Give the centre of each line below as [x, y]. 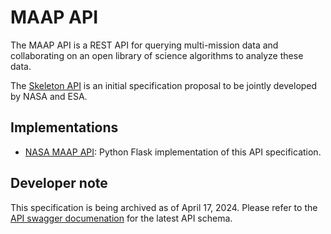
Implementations [64, 127]
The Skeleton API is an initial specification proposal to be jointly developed [164, 85]
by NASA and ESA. [49, 96]
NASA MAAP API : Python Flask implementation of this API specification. [173, 152]
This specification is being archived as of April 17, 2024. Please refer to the [164, 207]
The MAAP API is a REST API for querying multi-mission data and [144, 45]
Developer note [59, 183]
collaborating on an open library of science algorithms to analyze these [157, 55]
